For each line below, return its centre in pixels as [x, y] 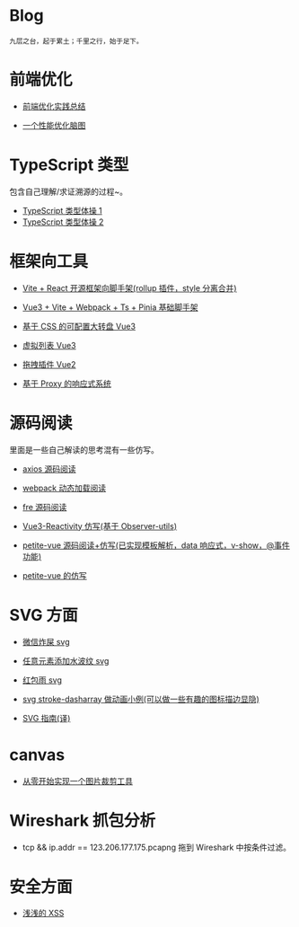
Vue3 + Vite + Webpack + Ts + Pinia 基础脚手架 [110, 307]
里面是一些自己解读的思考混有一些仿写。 [84, 449]
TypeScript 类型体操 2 [63, 222]
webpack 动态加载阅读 [64, 488]
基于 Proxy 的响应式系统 [67, 384]
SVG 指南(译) [46, 718]
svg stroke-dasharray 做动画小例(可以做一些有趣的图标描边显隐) [141, 699]
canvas [37, 755]
